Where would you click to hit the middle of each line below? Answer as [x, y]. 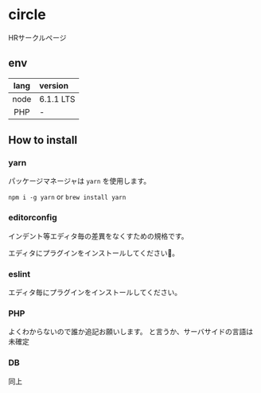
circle [27, 15]
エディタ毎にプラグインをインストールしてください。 [95, 293]
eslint [19, 274]
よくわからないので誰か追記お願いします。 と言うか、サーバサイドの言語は [131, 332]
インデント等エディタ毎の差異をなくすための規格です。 [98, 235]
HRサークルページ [37, 37]
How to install [43, 140]
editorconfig [33, 218]
